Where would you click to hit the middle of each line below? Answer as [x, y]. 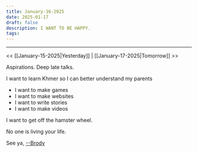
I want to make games [42, 90]
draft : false [22, 22]
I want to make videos [41, 109]
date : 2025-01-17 [27, 17]
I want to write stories [41, 103]
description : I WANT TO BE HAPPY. [49, 28]
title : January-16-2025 [35, 11]
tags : [13, 34]
